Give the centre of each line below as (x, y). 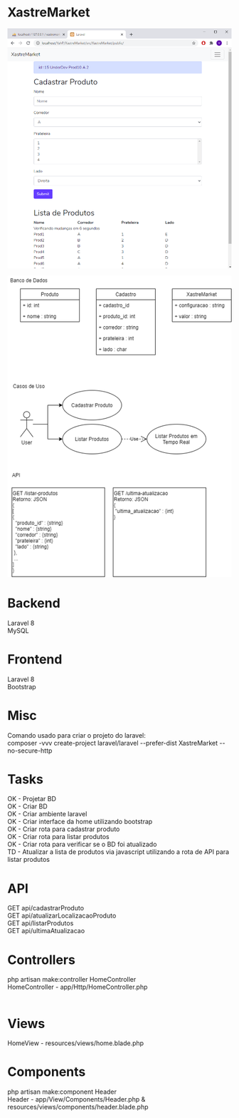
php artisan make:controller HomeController (72, 980)
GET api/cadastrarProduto (46, 908)
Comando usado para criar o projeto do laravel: (76, 735)
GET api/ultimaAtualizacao (46, 931)
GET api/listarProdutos (41, 923)
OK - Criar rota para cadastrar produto (64, 829)
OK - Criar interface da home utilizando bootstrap (80, 822)
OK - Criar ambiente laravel (47, 814)
